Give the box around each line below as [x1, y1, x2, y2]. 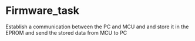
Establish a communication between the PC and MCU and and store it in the [5, 23, 189, 30]
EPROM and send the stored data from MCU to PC [5, 29, 127, 36]
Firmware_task [5, 4, 80, 17]
